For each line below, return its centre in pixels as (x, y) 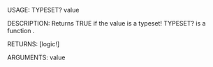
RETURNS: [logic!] (34, 44)
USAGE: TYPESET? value (43, 10)
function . (21, 31)
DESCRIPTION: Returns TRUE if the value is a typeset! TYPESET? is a (106, 23)
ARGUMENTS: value (36, 57)
